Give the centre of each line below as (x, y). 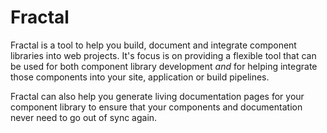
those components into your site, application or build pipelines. (140, 77)
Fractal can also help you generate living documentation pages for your (157, 96)
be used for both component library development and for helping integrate (164, 66)
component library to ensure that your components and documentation (156, 107)
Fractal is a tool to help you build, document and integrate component (153, 45)
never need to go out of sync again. (84, 117)
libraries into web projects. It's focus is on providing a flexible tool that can (163, 55)
